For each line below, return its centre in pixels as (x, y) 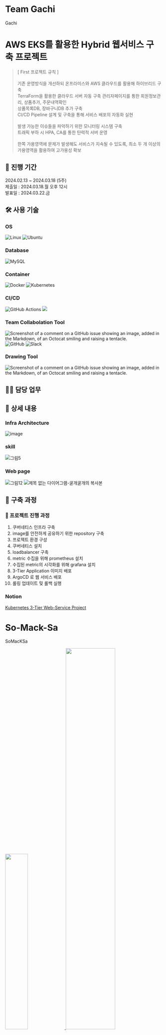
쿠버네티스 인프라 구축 (34, 527)
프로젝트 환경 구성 (30, 540)
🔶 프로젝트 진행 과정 (27, 516)
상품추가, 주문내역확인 (45, 102)
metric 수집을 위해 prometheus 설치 (48, 558)
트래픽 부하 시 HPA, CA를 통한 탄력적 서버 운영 (62, 132)
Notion (14, 597)
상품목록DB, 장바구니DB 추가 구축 (50, 108)
